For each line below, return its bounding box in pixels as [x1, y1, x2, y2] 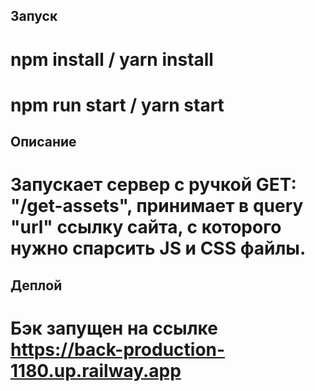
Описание [10, 134, 77, 151]
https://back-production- [10, 338, 226, 361]
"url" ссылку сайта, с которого [10, 216, 282, 239]
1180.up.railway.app [10, 359, 182, 382]
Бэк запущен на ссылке [10, 317, 218, 339]
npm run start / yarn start [10, 94, 225, 116]
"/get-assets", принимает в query [10, 195, 304, 218]
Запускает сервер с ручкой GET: [10, 174, 297, 196]
